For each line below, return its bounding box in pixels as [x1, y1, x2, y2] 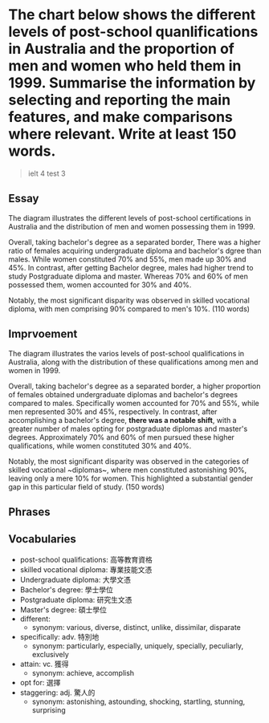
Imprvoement [8, 327, 78, 341]
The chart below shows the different [8, 6, 256, 24]
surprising [31, 705, 66, 715]
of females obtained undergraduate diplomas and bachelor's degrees [8, 389, 238, 399]
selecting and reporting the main [8, 91, 231, 109]
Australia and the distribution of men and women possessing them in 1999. [8, 221, 255, 231]
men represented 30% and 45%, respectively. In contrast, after [8, 407, 218, 416]
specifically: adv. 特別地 [19, 632, 100, 641]
